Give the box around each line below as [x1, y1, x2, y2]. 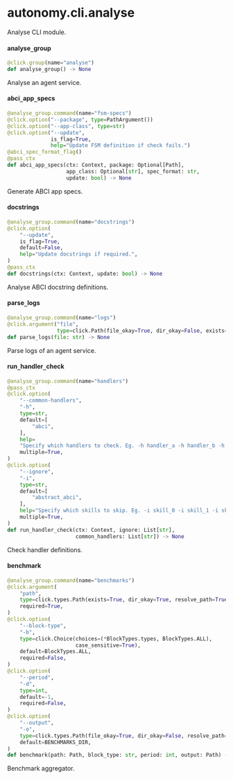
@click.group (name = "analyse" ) [7, 59, 95, 67]
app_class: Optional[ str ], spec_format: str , [66, 168, 200, 175]
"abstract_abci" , [32, 494, 82, 501]
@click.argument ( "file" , [7, 320, 79, 328]
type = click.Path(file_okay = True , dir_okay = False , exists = [56, 327, 228, 334]
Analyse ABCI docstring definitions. [7, 283, 109, 291]
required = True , [19, 603, 64, 610]
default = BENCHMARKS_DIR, [19, 739, 92, 746]
